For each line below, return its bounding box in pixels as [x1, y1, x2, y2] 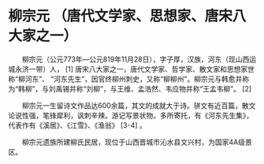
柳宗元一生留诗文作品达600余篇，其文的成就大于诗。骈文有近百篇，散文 [21, 100, 256, 110]
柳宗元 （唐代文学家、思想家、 [8, 7, 205, 25]
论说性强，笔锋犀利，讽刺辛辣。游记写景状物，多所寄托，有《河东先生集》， [8, 110, 254, 120]
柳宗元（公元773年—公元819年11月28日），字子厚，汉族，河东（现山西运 [21, 54, 257, 64]
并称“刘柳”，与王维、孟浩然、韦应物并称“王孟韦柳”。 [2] [69, 84, 252, 93]
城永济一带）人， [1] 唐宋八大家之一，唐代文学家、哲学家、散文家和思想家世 [8, 64, 255, 73]
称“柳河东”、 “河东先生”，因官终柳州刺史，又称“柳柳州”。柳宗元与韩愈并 [8, 74, 243, 84]
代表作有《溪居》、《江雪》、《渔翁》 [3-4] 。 [8, 120, 147, 130]
